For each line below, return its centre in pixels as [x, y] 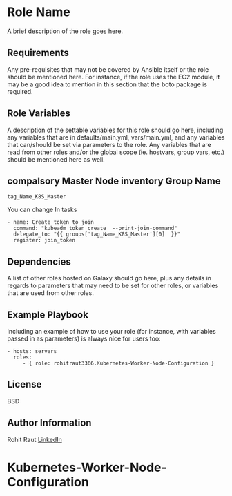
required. [20, 91]
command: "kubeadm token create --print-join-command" [95, 229]
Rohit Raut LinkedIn [35, 439]
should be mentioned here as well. [56, 159]
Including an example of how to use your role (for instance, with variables [112, 331]
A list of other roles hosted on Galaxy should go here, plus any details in [109, 278]
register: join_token [45, 240]
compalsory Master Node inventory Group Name [114, 181]
